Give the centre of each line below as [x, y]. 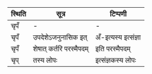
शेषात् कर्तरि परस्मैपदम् [61, 49]
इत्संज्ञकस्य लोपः [116, 60]
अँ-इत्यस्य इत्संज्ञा [118, 37]
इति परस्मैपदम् [113, 49]
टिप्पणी [118, 14]
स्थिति [18, 14]
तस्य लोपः [45, 60]
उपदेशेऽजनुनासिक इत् [60, 37]
